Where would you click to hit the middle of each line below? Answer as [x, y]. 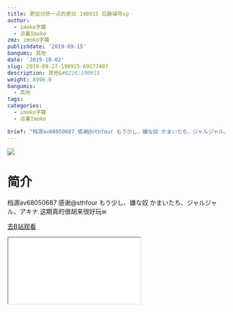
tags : [15, 100]
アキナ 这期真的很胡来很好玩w [63, 212]
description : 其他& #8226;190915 [53, 73]
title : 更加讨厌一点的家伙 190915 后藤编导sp [68, 14]
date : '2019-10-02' [36, 60]
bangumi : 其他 [27, 54]
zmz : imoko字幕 [29, 40]
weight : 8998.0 [30, 79]
